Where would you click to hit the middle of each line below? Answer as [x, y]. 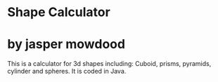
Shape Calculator [59, 12]
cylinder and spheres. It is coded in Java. [67, 71]
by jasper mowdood [66, 45]
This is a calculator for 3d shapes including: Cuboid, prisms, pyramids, [109, 64]
